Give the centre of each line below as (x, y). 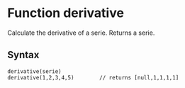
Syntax (23, 55)
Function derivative (66, 13)
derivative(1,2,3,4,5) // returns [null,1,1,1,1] (93, 77)
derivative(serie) (34, 71)
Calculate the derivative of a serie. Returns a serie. (81, 33)
